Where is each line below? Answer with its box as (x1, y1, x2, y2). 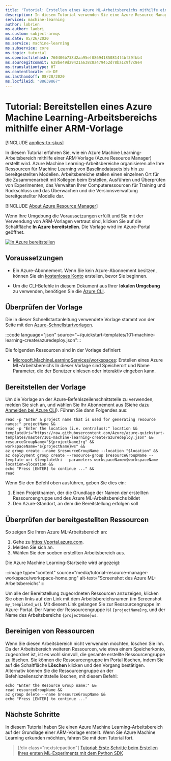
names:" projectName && (5, 421, 56, 427)
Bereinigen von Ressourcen (5, 627, 95, 636)
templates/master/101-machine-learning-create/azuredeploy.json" (5, 435, 147, 440)
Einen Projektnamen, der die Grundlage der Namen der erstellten (12, 489, 149, 496)
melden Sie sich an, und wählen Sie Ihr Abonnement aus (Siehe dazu (5, 402, 150, 408)
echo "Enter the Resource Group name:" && (5, 683, 97, 688)
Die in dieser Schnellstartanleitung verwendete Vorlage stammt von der (5, 317, 155, 323)
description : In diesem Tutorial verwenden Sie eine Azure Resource (5, 12, 154, 17)
